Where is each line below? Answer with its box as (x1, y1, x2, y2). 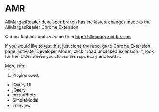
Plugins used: (12, 72, 40, 78)
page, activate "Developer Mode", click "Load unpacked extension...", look (5, 48, 154, 54)
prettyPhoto (12, 92, 36, 98)
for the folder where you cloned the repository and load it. (5, 53, 121, 59)
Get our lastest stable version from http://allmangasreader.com (5, 34, 131, 39)
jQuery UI (12, 81, 32, 88)
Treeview (12, 102, 31, 108)
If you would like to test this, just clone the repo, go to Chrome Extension (5, 43, 151, 49)
